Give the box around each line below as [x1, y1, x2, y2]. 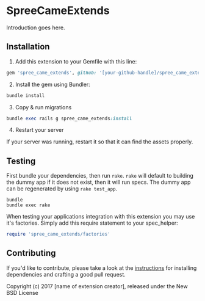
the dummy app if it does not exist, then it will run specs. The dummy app [6, 178, 191, 186]
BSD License [6, 289, 38, 296]
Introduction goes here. [6, 24, 65, 31]
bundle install [6, 92, 45, 98]
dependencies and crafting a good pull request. [6, 270, 126, 278]
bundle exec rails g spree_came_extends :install [6, 115, 132, 121]
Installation [6, 42, 50, 52]
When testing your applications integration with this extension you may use [6, 213, 195, 220]
